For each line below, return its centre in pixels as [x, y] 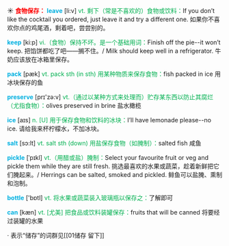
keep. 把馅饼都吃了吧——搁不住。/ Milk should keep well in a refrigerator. [110, 51]
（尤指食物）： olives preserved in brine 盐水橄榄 [74, 106]
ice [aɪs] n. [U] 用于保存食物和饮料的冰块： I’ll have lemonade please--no [109, 120]
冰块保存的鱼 [25, 82]
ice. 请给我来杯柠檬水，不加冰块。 [55, 128]
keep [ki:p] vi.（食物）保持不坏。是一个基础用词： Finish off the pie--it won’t [114, 42]
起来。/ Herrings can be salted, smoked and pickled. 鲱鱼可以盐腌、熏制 [121, 175]
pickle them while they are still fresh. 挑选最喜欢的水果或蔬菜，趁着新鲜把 [110, 166]
